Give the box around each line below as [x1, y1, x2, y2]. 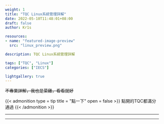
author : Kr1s [5, 25, 32, 30]
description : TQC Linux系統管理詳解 [5, 52, 75, 56]
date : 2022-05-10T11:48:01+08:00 [5, 16, 73, 21]
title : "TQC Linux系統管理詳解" [5, 12, 67, 17]
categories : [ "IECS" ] [5, 65, 49, 70]
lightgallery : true [5, 74, 45, 79]
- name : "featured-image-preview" [5, 38, 76, 44]
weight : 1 [5, 7, 25, 12]
